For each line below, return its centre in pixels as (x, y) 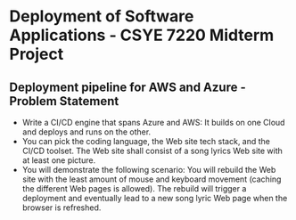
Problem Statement (64, 101)
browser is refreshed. (62, 208)
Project (37, 54)
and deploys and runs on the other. (86, 132)
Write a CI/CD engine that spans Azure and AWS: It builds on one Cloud (153, 122)
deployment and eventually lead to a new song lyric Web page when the (155, 198)
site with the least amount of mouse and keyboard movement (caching (152, 179)
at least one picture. (59, 160)
